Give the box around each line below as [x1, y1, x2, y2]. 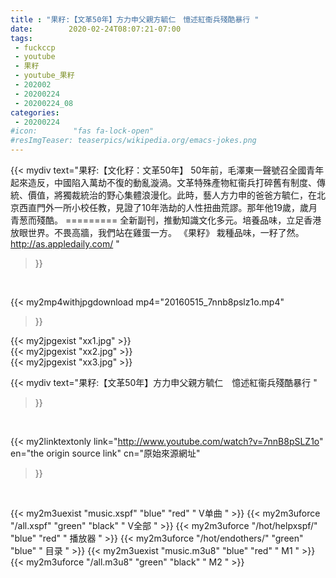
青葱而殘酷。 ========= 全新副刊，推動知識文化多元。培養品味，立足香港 [10, 214, 322, 226]
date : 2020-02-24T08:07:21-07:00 [10, 24, 182, 34]
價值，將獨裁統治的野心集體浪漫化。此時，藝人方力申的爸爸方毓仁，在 [27, 189, 317, 201]
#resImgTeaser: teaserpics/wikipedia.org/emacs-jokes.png [10, 136, 257, 146]
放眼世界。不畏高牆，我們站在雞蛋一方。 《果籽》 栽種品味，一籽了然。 [10, 227, 305, 238]
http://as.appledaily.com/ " [10, 238, 120, 250]
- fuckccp [14, 42, 56, 53]
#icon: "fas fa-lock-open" [10, 126, 155, 136]
